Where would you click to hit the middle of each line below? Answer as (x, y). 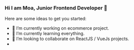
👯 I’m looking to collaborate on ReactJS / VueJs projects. (70, 39)
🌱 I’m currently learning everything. (48, 34)
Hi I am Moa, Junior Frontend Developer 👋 (56, 8)
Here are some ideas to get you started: (46, 19)
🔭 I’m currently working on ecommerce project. (60, 28)
